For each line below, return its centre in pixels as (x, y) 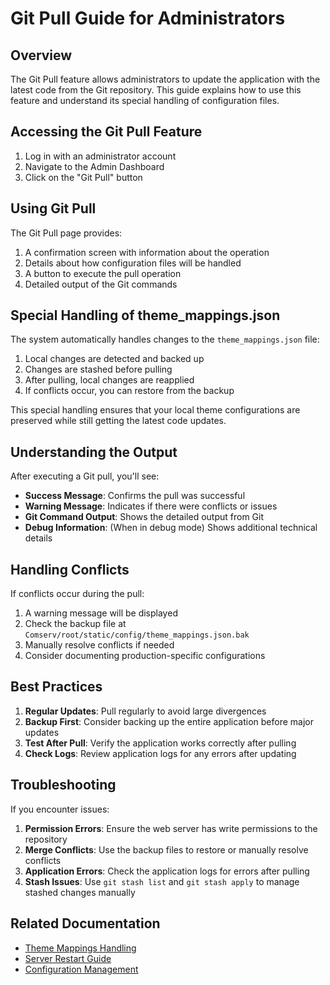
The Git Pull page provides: (66, 233)
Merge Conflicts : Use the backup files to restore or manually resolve (166, 849)
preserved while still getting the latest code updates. (118, 421)
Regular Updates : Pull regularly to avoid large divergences (145, 711)
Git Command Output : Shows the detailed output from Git (144, 517)
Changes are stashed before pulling (98, 369)
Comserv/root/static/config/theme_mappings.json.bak (137, 635)
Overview (41, 55)
